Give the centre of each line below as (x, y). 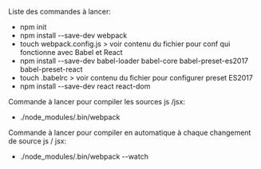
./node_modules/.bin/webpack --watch (84, 156)
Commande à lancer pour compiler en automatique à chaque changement (130, 132)
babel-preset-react (51, 69)
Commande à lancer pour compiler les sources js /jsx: (97, 102)
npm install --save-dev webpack (73, 35)
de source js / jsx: (38, 141)
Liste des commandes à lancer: (60, 12)
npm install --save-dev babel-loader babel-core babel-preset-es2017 (134, 61)
